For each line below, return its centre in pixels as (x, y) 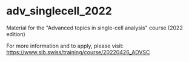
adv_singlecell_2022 (59, 11)
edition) (16, 34)
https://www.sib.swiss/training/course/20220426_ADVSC (78, 52)
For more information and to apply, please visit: (65, 46)
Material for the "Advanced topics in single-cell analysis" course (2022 (94, 28)
